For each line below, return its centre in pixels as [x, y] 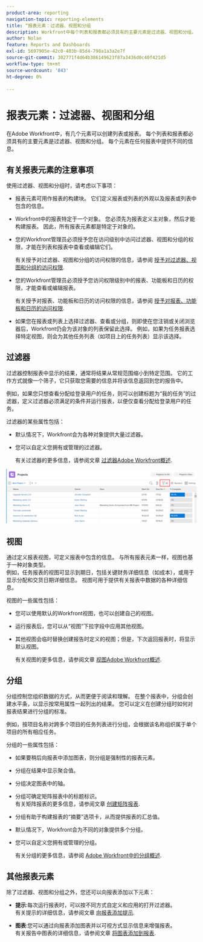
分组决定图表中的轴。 [41, 783]
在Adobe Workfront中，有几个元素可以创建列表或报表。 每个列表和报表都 [97, 134]
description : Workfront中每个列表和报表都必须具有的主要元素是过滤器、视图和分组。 [101, 32]
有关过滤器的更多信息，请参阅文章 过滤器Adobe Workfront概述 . [94, 460]
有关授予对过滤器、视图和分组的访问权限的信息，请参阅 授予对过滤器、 [103, 260]
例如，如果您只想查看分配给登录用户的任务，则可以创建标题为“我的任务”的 [99, 393]
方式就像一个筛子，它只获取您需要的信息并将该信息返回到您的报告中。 [98, 380]
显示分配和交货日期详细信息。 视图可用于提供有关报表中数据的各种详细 [94, 580]
